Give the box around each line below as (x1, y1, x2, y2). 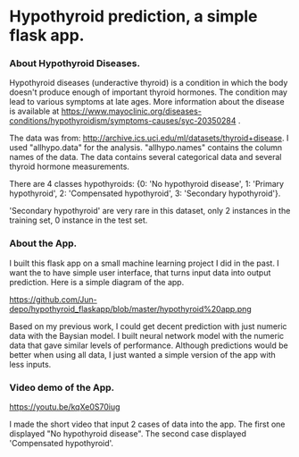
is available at (9, 106, 60, 117)
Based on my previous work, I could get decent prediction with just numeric (9, 320, 287, 332)
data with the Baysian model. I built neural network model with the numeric (9, 330, 285, 341)
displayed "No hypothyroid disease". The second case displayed (9, 428, 247, 439)
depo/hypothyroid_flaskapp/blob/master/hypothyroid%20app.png (9, 303, 252, 314)
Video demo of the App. (9, 381, 115, 394)
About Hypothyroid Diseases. (9, 57, 141, 70)
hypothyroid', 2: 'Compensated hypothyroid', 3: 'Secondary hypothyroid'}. (9, 188, 281, 199)
